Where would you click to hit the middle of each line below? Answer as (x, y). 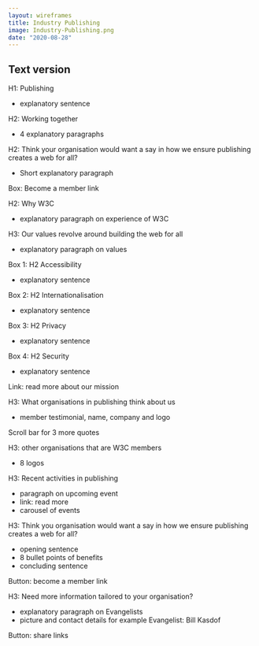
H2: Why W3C (31, 204)
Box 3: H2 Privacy (37, 326)
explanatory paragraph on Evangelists (81, 612)
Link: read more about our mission (64, 387)
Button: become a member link (58, 581)
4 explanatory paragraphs (62, 134)
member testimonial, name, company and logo (95, 418)
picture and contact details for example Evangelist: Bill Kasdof (120, 620)
